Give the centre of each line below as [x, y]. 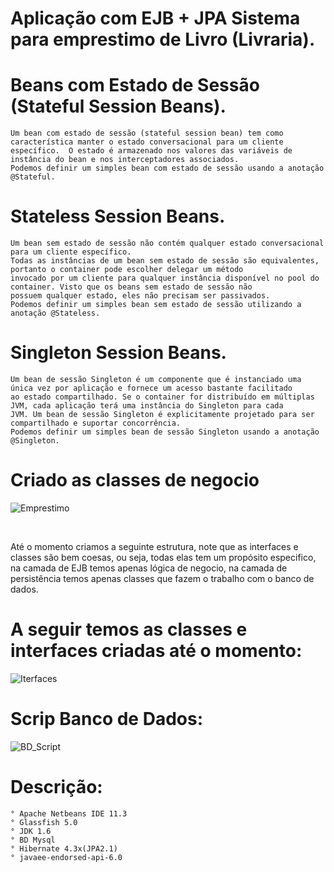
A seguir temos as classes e [129, 629]
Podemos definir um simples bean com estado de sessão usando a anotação [167, 168]
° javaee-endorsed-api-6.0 [66, 857]
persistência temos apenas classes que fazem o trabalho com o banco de [162, 578]
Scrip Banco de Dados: [106, 719]
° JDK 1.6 [31, 831]
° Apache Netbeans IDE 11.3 [69, 813]
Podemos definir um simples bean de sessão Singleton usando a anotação [165, 432]
